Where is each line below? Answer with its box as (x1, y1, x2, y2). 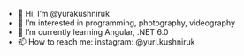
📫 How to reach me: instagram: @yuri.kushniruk (17, 37, 195, 47)
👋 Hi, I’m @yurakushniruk (17, 9, 111, 18)
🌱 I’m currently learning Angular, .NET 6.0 (17, 27, 169, 37)
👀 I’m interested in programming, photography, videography (17, 17, 236, 28)
